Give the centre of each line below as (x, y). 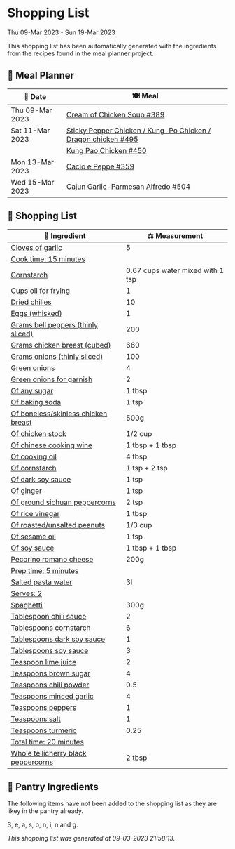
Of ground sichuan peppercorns (64, 502)
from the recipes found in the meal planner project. (80, 53)
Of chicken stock (38, 433)
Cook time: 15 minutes (48, 259)
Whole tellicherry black (49, 753)
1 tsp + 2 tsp (147, 468)
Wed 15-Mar (33, 182)
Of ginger (26, 491)
